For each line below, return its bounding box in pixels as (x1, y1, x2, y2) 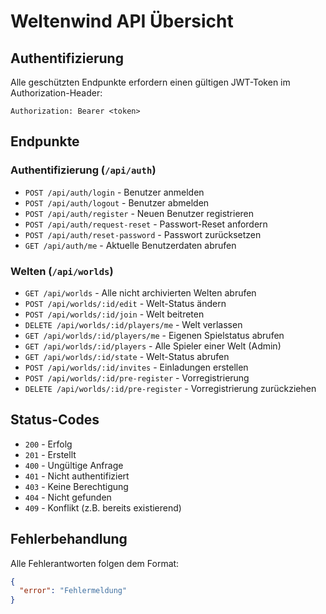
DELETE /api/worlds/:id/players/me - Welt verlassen (24, 318, 243, 330)
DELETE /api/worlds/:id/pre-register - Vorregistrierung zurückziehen (24, 382, 317, 394)
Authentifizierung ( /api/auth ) (10, 163, 157, 177)
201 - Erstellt (24, 448, 77, 460)
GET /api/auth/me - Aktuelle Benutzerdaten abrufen (24, 239, 237, 251)
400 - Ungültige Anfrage (24, 459, 124, 471)
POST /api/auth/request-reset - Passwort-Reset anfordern (24, 218, 268, 230)
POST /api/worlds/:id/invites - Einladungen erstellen (24, 361, 249, 373)
